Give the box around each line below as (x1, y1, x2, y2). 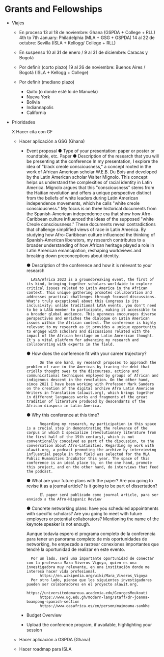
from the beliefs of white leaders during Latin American (26, 195, 138, 201)
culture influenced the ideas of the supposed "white (48, 216, 154, 222)
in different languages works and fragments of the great (26, 394, 148, 399)
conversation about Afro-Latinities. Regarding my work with (26, 443, 154, 448)
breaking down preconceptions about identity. (26, 253, 120, 259)
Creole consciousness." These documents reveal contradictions (26, 221, 156, 227)
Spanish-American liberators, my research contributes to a (26, 237, 145, 243)
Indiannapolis (26, 104, 54, 110)
